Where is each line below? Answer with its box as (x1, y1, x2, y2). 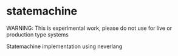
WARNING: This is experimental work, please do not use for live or (6, 24, 172, 32)
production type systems (6, 30, 69, 38)
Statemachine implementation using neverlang (6, 43, 123, 50)
